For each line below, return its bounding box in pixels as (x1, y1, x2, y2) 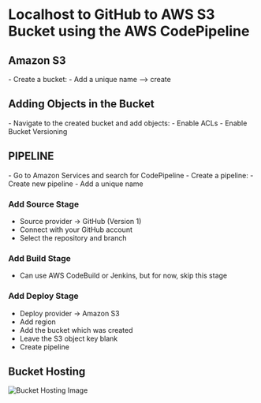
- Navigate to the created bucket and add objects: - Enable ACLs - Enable (8, 118, 248, 128)
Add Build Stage (8, 252, 71, 263)
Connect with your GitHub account (19, 225, 132, 234)
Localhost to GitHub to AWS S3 (8, 6, 215, 24)
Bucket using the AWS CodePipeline (8, 22, 250, 40)
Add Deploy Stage (8, 290, 79, 301)
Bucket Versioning (8, 126, 68, 136)
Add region (19, 317, 57, 327)
